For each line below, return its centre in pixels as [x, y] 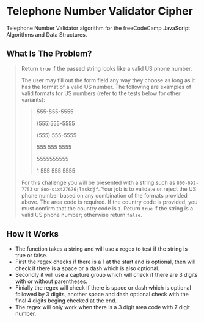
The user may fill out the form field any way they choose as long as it [108, 80]
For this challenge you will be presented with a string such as [98, 182]
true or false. [31, 255]
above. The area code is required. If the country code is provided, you [109, 202]
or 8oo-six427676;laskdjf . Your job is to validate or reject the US [115, 189]
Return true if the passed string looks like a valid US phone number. [107, 68]
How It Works [33, 234]
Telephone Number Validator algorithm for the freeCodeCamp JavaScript [98, 28]
